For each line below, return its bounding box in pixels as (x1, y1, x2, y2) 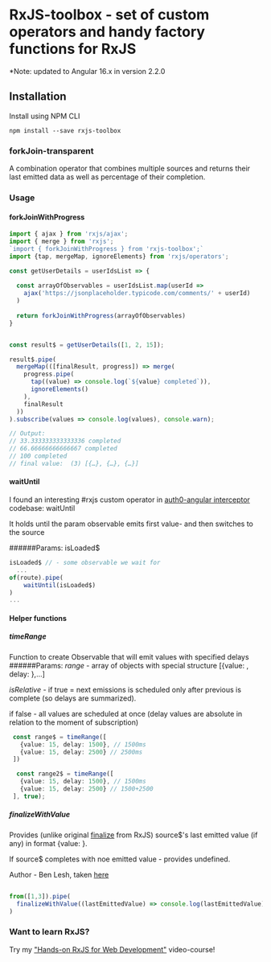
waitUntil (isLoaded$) (23, 581, 96, 589)
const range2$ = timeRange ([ (16, 770, 114, 778)
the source (9, 528, 45, 536)
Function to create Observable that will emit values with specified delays (9, 652, 249, 661)
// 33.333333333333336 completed (9, 437, 121, 446)
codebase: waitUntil (9, 504, 76, 512)
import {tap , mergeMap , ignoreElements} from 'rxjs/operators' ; (9, 252, 229, 261)
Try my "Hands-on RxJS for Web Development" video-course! (9, 944, 216, 954)
